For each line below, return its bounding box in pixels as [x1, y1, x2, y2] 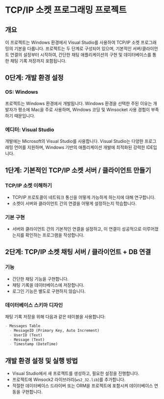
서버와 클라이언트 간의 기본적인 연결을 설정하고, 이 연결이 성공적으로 [12, 226, 142, 232]
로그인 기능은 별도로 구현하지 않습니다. [12, 288, 86, 294]
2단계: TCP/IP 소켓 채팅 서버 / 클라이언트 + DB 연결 [5, 248, 151, 256]
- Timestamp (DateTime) [9, 342, 58, 346]
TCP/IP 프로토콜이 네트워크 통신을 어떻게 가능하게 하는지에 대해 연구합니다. [12, 194, 156, 200]
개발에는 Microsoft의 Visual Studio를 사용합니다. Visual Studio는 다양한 [5, 138, 143, 144]
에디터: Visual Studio [5, 126, 54, 133]
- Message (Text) [9, 337, 45, 342]
